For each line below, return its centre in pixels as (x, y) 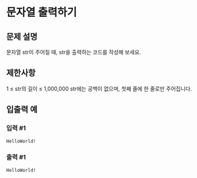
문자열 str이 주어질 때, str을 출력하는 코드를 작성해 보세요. (74, 52)
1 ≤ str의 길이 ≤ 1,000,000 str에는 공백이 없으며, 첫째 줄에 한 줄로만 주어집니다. (99, 89)
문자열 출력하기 (42, 12)
